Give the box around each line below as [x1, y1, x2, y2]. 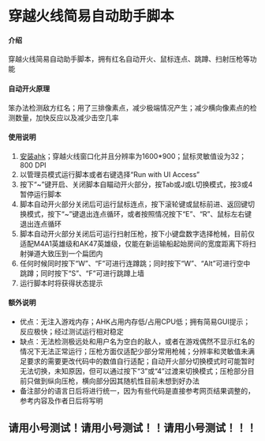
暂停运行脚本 [19, 189, 62, 198]
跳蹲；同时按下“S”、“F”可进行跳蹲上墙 [19, 268, 144, 277]
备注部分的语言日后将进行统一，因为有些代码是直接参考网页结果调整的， [19, 386, 255, 395]
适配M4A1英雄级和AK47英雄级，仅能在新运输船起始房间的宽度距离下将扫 [19, 239, 256, 248]
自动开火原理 [8, 84, 50, 93]
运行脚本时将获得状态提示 [19, 278, 103, 288]
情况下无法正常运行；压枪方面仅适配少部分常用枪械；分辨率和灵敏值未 [19, 347, 248, 356]
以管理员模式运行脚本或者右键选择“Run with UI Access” [19, 169, 200, 179]
